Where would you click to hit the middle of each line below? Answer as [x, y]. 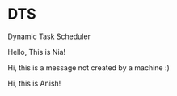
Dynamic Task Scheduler [49, 36]
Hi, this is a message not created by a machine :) [89, 67]
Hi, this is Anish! [34, 83]
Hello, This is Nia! [37, 52]
